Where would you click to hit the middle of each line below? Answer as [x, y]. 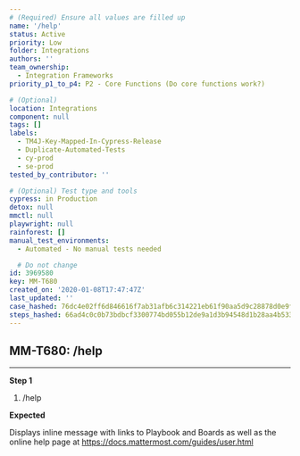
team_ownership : [39, 68]
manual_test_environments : [59, 240]
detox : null [31, 207]
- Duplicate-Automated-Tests [71, 150]
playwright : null [42, 224]
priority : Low [36, 42]
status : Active [37, 34]
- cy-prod [35, 158]
